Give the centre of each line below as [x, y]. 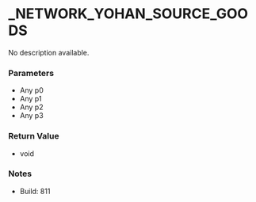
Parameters [31, 73]
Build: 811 [35, 191]
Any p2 [31, 107]
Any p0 [31, 90]
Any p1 [31, 99]
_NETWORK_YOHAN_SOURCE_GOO [128, 14]
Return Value [34, 136]
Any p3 [31, 116]
